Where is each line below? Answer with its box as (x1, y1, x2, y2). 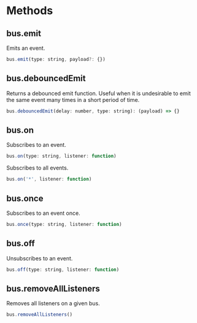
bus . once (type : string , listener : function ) (6, 221, 122, 227)
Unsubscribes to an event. (6, 254, 73, 262)
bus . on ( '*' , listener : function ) (6, 176, 92, 182)
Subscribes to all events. (6, 164, 69, 172)
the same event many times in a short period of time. (6, 96, 140, 103)
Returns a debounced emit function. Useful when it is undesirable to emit (6, 90, 191, 97)
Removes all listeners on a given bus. (6, 300, 100, 307)
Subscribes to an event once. (6, 209, 81, 217)
